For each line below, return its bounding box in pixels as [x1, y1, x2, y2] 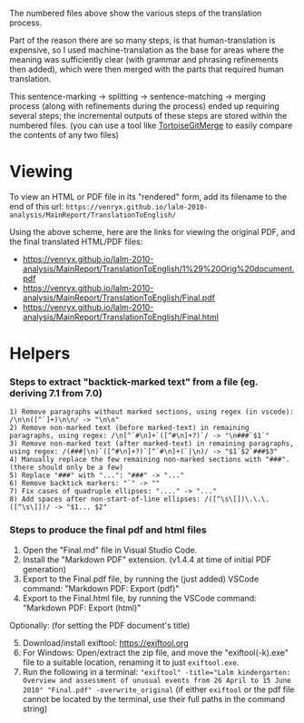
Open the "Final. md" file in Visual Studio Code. [22, 544, 198, 555]
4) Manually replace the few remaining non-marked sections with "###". [9, 455, 290, 464]
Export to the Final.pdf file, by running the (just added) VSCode [22, 573, 260, 584]
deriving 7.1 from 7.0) [9, 387, 103, 400]
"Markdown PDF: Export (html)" [22, 602, 142, 613]
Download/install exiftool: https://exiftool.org [22, 637, 189, 648]
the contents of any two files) [9, 130, 120, 140]
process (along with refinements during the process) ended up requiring [9, 101, 279, 112]
